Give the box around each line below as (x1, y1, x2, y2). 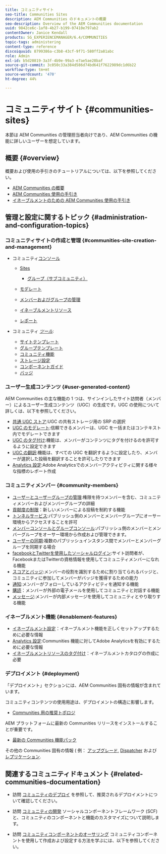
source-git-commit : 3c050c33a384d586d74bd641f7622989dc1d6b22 (5, 63, 136, 68)
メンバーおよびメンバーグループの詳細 (16, 500, 95, 506)
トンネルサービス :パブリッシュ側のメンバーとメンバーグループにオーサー (12, 512, 161, 519)
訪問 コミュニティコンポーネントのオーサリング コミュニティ (12, 831, 136, 837)
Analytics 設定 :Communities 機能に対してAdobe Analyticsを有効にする (12, 638, 156, 644)
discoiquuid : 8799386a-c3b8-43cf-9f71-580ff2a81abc (5, 49, 114, 54)
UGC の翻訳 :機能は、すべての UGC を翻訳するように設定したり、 (12, 450, 145, 456)
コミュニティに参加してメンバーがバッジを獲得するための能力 (12, 574, 138, 581)
